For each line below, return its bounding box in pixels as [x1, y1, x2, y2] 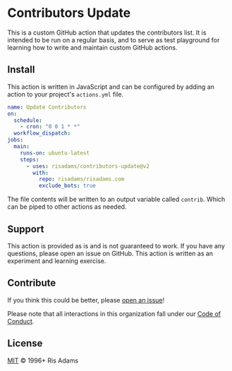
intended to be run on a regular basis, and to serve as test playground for [7, 35, 220, 44]
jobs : [7, 136, 23, 144]
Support [7, 223, 44, 235]
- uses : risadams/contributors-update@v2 [25, 162, 150, 170]
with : [32, 169, 49, 176]
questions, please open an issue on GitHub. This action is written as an [7, 249, 214, 257]
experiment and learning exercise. [7, 256, 106, 265]
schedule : [13, 116, 42, 124]
